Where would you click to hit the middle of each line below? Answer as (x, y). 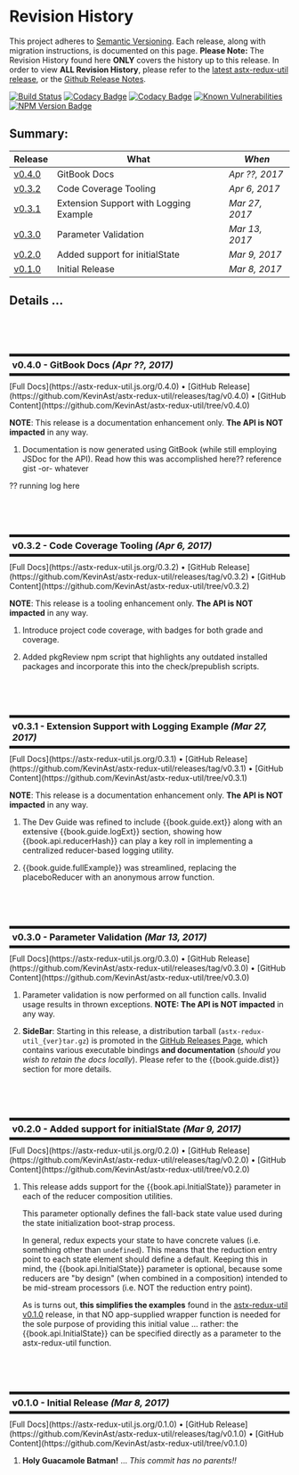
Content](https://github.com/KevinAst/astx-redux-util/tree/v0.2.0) (130, 1169)
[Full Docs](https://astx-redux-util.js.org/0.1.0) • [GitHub (112, 1424)
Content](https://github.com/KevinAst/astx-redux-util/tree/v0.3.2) (129, 585)
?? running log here (44, 485)
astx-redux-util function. (67, 1342)
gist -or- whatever (55, 468)
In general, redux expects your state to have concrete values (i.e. (141, 1240)
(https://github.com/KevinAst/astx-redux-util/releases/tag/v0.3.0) (129, 968)
